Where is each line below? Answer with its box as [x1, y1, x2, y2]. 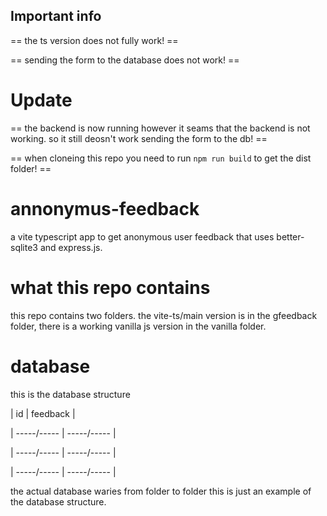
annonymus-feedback [10, 197, 200, 220]
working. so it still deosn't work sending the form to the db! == [10, 132, 268, 144]
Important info [10, 8, 102, 25]
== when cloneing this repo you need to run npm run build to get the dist [10, 152, 312, 164]
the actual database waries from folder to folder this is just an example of [10, 485, 312, 497]
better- [276, 230, 305, 243]
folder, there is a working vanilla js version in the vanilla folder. [10, 320, 267, 332]
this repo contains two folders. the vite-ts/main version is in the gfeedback [10, 309, 318, 321]
